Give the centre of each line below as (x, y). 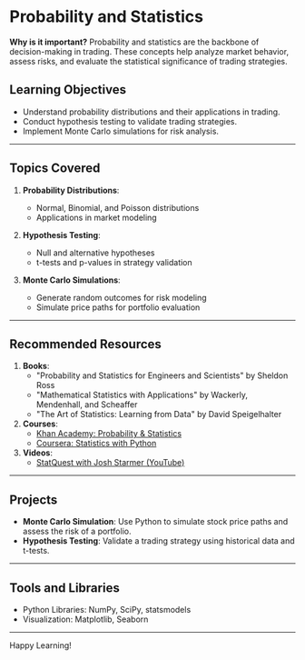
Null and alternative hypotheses (96, 253)
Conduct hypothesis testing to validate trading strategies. (130, 121)
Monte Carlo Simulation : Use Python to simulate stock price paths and (155, 522)
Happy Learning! (41, 645)
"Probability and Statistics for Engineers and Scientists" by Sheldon (162, 375)
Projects (34, 500)
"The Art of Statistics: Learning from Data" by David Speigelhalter (159, 415)
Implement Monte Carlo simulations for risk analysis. (121, 131)
